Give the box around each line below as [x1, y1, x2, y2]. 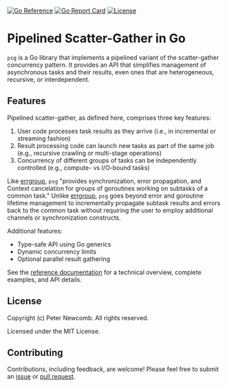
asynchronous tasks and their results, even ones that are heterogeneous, [7, 67, 215, 76]
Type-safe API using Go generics [17, 240, 111, 248]
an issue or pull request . [7, 373, 76, 381]
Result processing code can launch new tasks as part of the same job [17, 141, 215, 149]
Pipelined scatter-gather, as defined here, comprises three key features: [7, 114, 211, 122]
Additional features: [7, 227, 63, 235]
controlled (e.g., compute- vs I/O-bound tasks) [17, 163, 150, 171]
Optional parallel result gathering [17, 255, 110, 263]
